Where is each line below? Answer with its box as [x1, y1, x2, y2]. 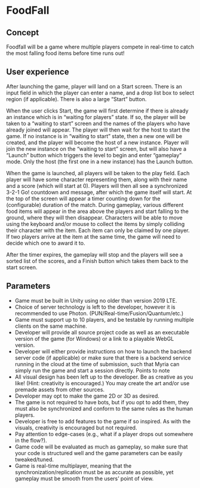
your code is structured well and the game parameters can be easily [14, 449, 183, 456]
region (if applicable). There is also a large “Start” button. [6, 95, 147, 102]
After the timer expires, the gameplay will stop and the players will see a [6, 251, 183, 258]
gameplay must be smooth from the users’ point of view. [14, 475, 154, 482]
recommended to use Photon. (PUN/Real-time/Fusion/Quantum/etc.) [14, 309, 184, 317]
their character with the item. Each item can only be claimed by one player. [6, 227, 190, 234]
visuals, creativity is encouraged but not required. [14, 424, 137, 431]
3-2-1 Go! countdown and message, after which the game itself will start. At [6, 188, 192, 196]
